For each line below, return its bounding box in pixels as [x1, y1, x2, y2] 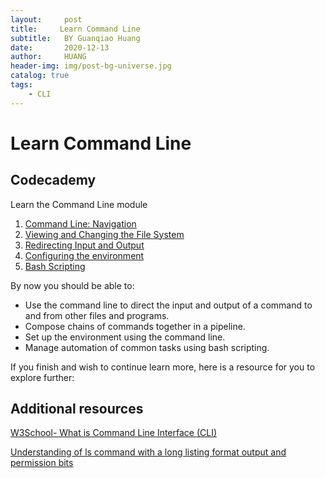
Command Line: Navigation [24, 217, 137, 230]
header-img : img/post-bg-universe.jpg [10, 61, 172, 71]
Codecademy [10, 172, 97, 189]
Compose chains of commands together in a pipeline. [24, 320, 246, 332]
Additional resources [10, 401, 144, 418]
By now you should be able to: [10, 279, 135, 291]
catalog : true [10, 71, 70, 81]
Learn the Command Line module [10, 198, 148, 210]
